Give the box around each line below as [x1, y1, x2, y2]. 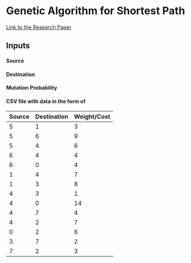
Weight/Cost [73, 113, 110, 121]
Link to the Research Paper [6, 24, 72, 31]
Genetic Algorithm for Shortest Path [6, 4, 185, 18]
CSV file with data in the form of [6, 97, 86, 104]
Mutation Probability [6, 84, 58, 91]
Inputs [6, 41, 31, 51]
